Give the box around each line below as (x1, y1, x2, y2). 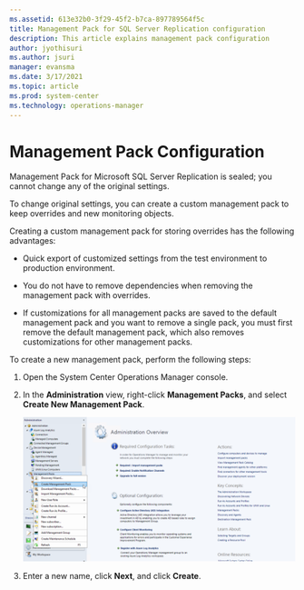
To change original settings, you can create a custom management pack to (9, 198, 289, 209)
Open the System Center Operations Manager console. (22, 372, 229, 383)
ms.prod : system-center (9, 91, 100, 100)
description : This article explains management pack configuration (9, 34, 270, 43)
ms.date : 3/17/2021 (9, 73, 83, 82)
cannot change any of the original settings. (9, 181, 170, 192)
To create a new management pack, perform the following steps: (9, 355, 251, 365)
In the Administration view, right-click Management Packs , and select (22, 389, 288, 400)
